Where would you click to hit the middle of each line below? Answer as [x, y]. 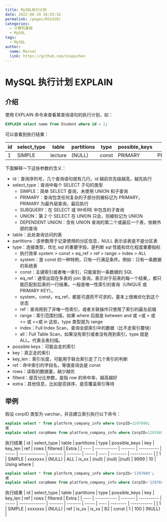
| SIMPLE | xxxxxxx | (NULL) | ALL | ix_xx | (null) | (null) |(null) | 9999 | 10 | [81, 459]
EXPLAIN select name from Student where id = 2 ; [56, 124]
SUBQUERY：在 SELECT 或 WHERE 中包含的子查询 [72, 210]
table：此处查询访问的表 [37, 235]
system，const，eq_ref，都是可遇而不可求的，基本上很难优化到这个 [89, 297]
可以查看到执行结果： [27, 134]
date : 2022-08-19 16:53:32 [33, 14]
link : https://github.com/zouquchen [47, 56]
